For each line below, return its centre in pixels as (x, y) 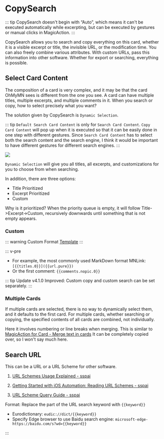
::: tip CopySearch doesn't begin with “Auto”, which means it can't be (74, 22)
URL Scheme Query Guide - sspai (46, 395)
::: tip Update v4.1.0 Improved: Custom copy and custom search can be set (80, 281)
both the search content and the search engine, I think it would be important (82, 140)
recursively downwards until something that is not (95, 213)
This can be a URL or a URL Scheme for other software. (61, 367)
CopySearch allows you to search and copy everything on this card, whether (82, 42)
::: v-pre (13, 251)
